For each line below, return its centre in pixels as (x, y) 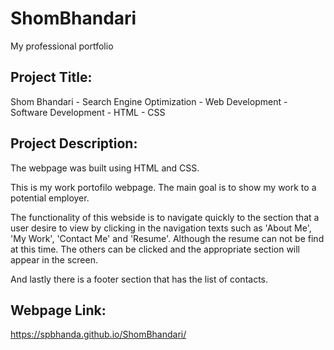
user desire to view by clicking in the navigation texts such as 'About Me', (161, 228)
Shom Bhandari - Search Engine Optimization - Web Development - (149, 101)
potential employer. (50, 198)
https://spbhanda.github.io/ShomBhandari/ (98, 334)
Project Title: (51, 77)
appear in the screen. (54, 259)
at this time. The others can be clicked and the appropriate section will (155, 249)
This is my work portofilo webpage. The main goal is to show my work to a (163, 187)
